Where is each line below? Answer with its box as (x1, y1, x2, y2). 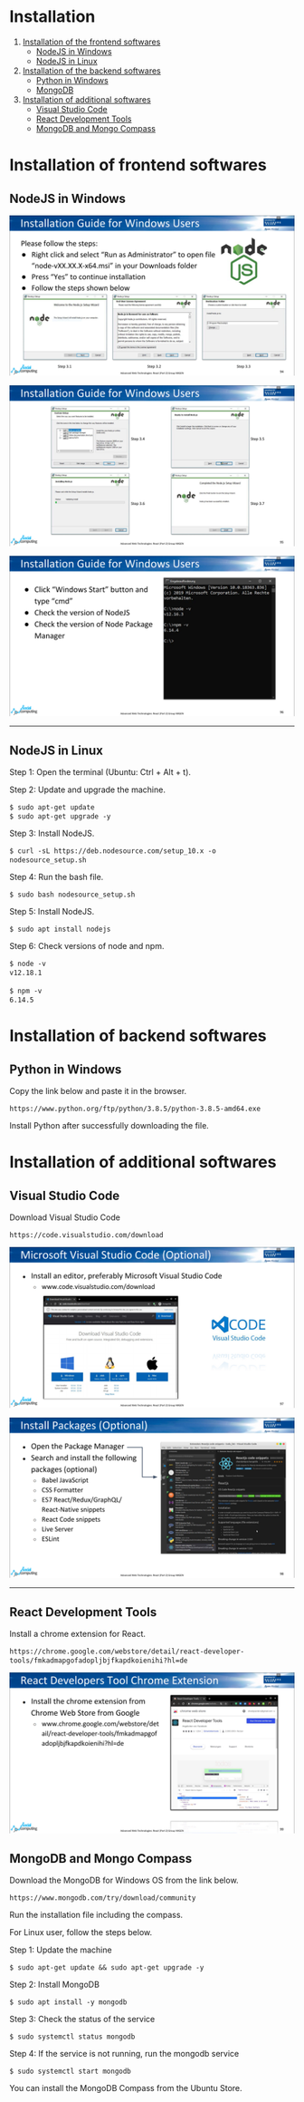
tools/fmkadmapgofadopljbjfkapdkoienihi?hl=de (9, 1656, 188, 1665)
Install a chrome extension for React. (9, 1629, 147, 1640)
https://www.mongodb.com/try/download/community (9, 1894, 196, 1903)
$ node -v (9, 959, 47, 969)
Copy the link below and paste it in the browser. (9, 1086, 187, 1097)
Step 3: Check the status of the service (9, 2014, 156, 2025)
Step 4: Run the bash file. (9, 872, 104, 883)
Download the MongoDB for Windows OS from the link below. (9, 1874, 239, 1886)
